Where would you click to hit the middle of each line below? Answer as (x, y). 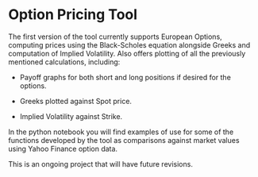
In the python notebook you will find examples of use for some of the (121, 132)
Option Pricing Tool (73, 15)
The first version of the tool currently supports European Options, (115, 37)
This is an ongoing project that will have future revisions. (100, 164)
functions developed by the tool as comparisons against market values (124, 140)
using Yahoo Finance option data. (63, 148)
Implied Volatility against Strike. (71, 116)
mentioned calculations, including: (64, 62)
